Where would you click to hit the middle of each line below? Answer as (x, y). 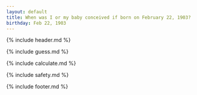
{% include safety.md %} (38, 75)
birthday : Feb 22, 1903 (36, 23)
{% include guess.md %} (37, 52)
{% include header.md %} (38, 40)
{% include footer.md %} (37, 87)
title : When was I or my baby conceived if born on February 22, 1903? (98, 17)
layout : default (27, 12)
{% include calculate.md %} (41, 63)
